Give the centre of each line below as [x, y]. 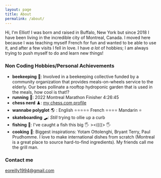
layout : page [18, 10]
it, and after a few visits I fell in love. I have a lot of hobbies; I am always [77, 48]
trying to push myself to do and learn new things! [54, 53]
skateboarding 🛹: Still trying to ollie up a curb [59, 117]
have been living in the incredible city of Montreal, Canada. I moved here [78, 38]
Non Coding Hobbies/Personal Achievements [60, 66]
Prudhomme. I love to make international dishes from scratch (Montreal [83, 137]
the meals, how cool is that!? [41, 92]
